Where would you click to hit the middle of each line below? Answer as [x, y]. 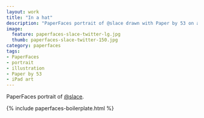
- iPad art [20, 79]
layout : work [23, 12]
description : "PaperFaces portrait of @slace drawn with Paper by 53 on [100, 23]
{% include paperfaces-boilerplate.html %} [60, 108]
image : [15, 29]
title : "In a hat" [29, 18]
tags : [13, 51]
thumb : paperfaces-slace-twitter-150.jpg [65, 40]
